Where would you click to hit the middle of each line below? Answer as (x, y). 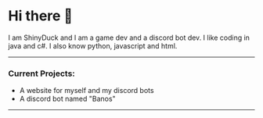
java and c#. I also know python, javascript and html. (93, 45)
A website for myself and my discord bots (86, 91)
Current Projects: (42, 73)
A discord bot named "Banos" (67, 99)
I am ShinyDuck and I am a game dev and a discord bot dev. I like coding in (129, 38)
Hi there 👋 (40, 16)
